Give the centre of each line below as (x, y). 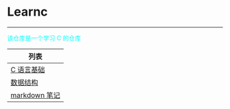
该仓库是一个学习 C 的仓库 (44, 37)
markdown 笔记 (35, 95)
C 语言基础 (28, 69)
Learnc (27, 12)
